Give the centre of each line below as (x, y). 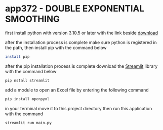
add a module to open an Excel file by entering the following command (77, 90)
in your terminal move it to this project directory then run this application (79, 108)
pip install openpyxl (27, 99)
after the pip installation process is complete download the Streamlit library (81, 66)
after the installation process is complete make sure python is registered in (81, 42)
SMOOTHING (33, 19)
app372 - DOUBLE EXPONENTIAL (75, 9)
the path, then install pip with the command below (56, 47)
